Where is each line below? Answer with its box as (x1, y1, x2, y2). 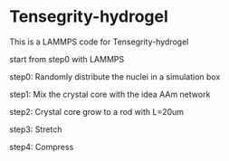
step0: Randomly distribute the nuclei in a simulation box (9, 71, 221, 82)
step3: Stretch (9, 124, 62, 135)
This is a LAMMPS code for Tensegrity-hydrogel (9, 36, 189, 47)
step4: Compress (9, 141, 74, 152)
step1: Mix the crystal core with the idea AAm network (9, 89, 211, 99)
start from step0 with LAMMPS (9, 53, 125, 64)
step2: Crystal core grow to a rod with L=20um (9, 106, 184, 117)
